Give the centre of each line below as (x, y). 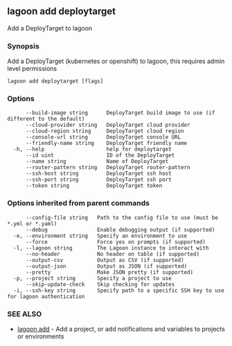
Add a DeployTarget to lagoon (50, 28)
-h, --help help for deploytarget (92, 149)
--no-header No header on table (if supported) (112, 254)
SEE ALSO (25, 313)
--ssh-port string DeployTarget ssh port (98, 180)
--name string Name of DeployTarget (97, 162)
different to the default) (46, 119)
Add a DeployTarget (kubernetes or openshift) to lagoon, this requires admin (116, 61)
